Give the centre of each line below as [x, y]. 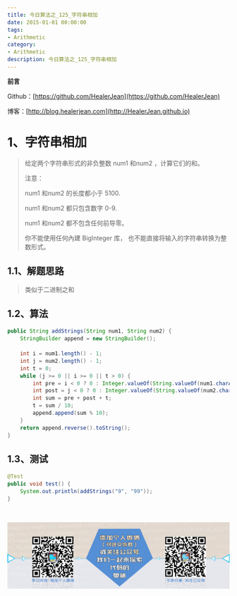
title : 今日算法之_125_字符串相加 [53, 15]
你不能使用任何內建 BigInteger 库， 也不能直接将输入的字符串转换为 [122, 238]
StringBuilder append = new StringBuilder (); [88, 339]
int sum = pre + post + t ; [72, 398]
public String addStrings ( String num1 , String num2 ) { [90, 331]
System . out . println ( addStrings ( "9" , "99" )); [86, 492]
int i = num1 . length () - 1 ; [61, 354]
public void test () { [39, 484]
